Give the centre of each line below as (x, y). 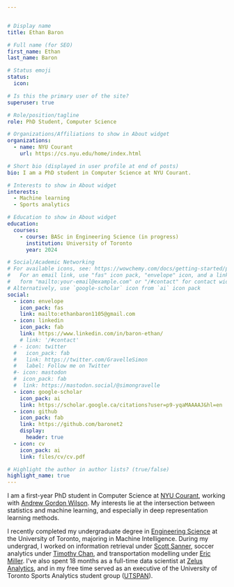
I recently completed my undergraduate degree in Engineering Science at (112, 531)
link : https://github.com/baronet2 (71, 425)
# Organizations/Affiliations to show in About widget (88, 134)
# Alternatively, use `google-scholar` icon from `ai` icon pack (104, 288)
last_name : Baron (32, 58)
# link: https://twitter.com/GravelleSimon (81, 360)
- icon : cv (29, 443)
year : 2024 (41, 250)
